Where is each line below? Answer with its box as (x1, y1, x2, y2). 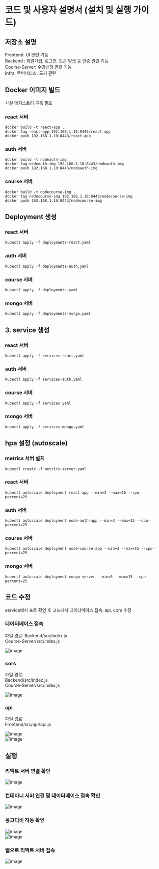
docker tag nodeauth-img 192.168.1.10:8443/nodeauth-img (5, 162, 124, 167)
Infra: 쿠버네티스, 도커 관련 (5, 70, 56, 76)
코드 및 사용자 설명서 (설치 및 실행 (5, 4, 132, 16)
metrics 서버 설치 (5, 455, 45, 462)
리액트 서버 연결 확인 (5, 767, 51, 774)
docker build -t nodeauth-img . (5, 157, 71, 162)
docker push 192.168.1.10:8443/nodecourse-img (5, 198, 102, 203)
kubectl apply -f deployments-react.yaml (5, 240, 91, 245)
